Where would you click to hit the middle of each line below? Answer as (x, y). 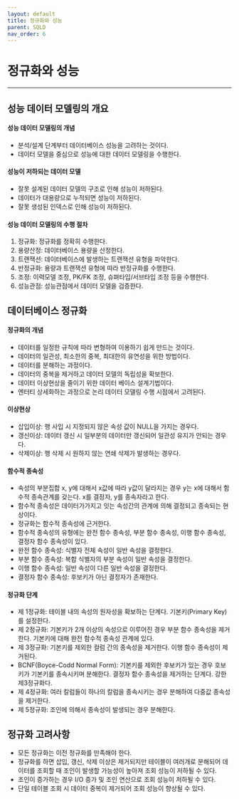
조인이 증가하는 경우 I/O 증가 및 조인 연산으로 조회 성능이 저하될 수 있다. (117, 780)
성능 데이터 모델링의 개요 (58, 109)
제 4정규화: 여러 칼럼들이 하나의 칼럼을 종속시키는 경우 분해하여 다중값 (115, 692)
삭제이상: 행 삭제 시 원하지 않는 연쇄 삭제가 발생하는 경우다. (99, 453)
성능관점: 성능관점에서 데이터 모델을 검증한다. (80, 286)
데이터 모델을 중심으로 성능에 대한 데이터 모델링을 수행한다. (99, 154)
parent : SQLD (27, 27)
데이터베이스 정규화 (47, 310)
